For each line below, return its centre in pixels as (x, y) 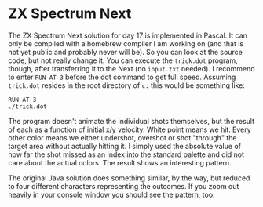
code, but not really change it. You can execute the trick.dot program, (123, 60)
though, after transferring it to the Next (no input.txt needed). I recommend (131, 68)
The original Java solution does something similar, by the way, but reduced (129, 178)
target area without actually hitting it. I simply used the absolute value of (125, 146)
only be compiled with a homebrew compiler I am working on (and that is (126, 43)
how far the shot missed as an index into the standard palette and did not (126, 154)
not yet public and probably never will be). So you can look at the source (126, 52)
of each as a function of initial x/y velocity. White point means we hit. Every (130, 129)
